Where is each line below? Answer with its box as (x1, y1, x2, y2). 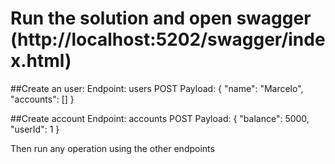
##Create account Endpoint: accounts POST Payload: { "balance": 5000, (10, 112, 310, 124)
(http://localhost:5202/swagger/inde (10, 28, 326, 51)
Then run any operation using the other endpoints (10, 142, 215, 154)
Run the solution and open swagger (10, 7, 312, 30)
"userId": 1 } (10, 123, 60, 135)
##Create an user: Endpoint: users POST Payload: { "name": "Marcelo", (10, 82, 304, 94)
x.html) (10, 50, 72, 72)
